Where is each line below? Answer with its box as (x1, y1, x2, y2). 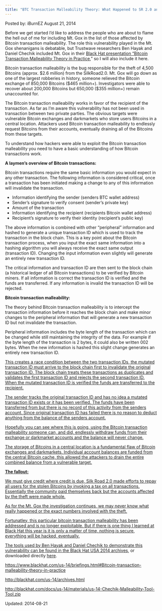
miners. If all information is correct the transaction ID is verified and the (5, 275, 147, 281)
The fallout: (5, 468, 29, 474)
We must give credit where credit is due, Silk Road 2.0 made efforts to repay (5, 478, 157, 484)
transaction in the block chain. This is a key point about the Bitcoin (5, 235, 137, 241)
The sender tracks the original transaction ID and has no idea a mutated (5, 394, 148, 400)
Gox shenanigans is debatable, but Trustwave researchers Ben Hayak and (5, 45, 152, 51)
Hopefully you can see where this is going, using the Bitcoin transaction (5, 424, 148, 430)
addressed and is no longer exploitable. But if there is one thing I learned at (5, 522, 154, 529)
